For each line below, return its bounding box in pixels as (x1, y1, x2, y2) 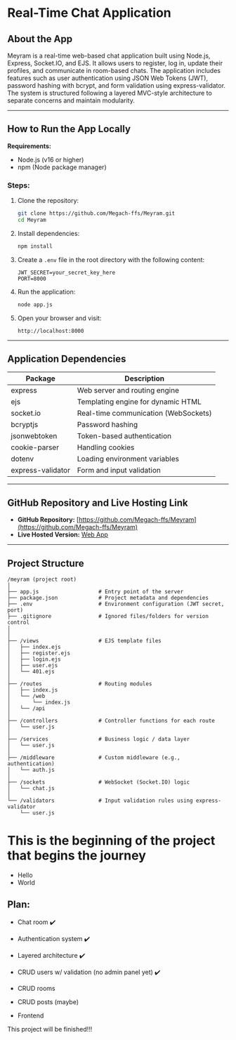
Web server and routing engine (77, 386, 179, 395)
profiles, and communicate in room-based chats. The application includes (7, 67, 221, 74)
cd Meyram (17, 216, 47, 223)
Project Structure (7, 557, 84, 570)
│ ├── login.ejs (7, 656, 61, 663)
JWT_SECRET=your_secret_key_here (17, 269, 116, 276)
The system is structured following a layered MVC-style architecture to (7, 89, 212, 97)
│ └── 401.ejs (7, 669, 55, 676)
